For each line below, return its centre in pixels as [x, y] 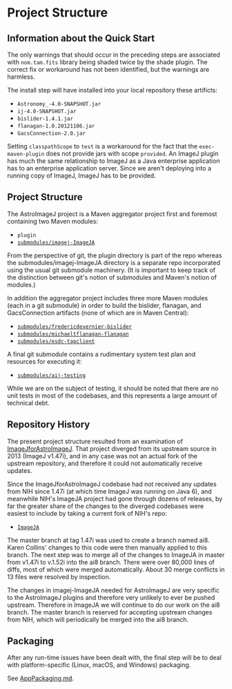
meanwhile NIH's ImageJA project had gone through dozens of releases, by [115, 498]
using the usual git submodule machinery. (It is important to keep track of [112, 270]
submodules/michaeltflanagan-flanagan [73, 334]
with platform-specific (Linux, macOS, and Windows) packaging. [99, 665]
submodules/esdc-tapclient [56, 341]
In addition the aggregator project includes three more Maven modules [108, 298]
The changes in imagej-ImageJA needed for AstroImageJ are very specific [113, 590]
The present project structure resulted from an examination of [95, 441]
